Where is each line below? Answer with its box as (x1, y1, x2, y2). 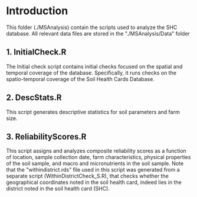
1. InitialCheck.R (6, 47, 67, 57)
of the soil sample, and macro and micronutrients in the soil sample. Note (6, 160, 184, 167)
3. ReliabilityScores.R (6, 131, 87, 141)
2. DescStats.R (6, 93, 62, 103)
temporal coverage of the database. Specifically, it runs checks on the (6, 69, 177, 76)
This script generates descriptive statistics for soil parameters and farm (6, 108, 180, 115)
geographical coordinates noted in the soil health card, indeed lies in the (6, 179, 182, 186)
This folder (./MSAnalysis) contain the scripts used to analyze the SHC (6, 24, 178, 31)
